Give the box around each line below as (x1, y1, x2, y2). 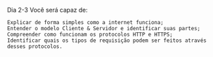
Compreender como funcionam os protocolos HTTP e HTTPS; (7, 31, 173, 38)
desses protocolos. (7, 43, 63, 50)
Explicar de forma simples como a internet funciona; (7, 19, 164, 26)
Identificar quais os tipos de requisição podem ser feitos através (7, 37, 207, 44)
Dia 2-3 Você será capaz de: (7, 6, 88, 14)
